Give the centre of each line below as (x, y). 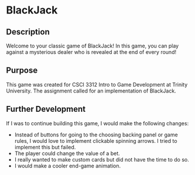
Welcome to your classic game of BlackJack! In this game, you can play (93, 46)
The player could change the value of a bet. (67, 153)
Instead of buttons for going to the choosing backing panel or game (96, 135)
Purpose (22, 71)
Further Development (46, 109)
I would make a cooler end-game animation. (68, 166)
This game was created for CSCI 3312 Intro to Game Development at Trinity (97, 84)
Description (28, 32)
